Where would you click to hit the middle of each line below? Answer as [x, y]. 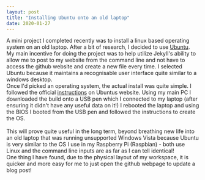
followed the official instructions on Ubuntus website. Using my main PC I [99, 93]
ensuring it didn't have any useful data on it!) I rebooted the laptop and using [103, 106]
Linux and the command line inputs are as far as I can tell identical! [90, 151]
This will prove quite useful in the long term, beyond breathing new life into [100, 131]
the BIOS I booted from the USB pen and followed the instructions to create [101, 112]
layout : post [23, 12]
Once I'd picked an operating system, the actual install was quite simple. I [99, 86]
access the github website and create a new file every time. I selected [94, 67]
